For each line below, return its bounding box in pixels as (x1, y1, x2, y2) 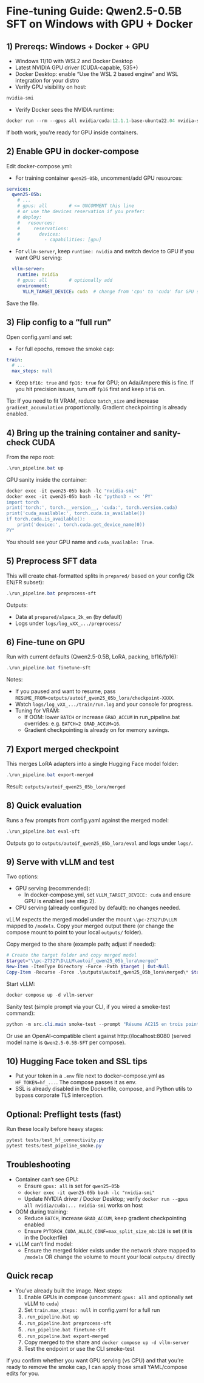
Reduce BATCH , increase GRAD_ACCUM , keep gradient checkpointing (24, 1214, 186, 1221)
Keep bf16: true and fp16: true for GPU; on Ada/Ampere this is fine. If (15, 379, 194, 386)
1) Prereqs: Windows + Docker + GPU (6, 41, 149, 52)
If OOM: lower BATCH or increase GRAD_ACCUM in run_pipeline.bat (24, 714, 180, 721)
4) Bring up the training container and (6, 428, 152, 438)
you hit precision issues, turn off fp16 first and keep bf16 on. (15, 386, 166, 393)
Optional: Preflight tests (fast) (6, 1109, 121, 1119)
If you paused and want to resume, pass (15, 688, 116, 695)
